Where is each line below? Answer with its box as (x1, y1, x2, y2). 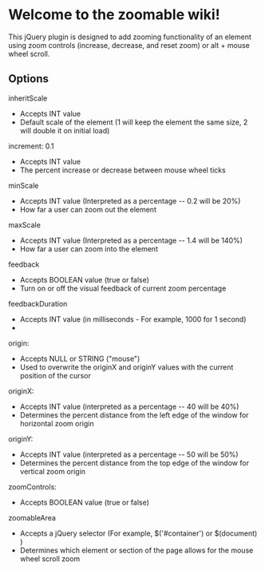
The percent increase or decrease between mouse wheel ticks (19, 165, 226, 175)
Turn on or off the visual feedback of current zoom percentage (19, 283, 227, 293)
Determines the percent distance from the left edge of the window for (19, 410, 249, 420)
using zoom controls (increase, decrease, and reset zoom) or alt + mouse (8, 40, 250, 49)
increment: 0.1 (8, 141, 54, 151)
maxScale (8, 220, 42, 229)
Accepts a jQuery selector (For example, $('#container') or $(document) (19, 528, 258, 538)
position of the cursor (19, 370, 92, 380)
